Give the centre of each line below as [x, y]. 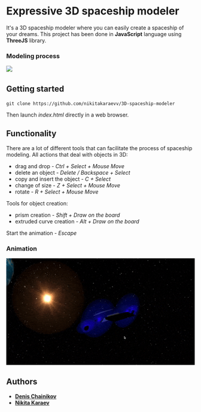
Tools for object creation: [37, 203]
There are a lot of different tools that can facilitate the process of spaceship [99, 148]
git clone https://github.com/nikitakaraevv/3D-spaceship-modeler [91, 104]
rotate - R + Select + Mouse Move [57, 192]
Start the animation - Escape [42, 233]
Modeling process [33, 56]
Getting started [35, 89]
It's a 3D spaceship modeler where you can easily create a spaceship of [95, 28]
